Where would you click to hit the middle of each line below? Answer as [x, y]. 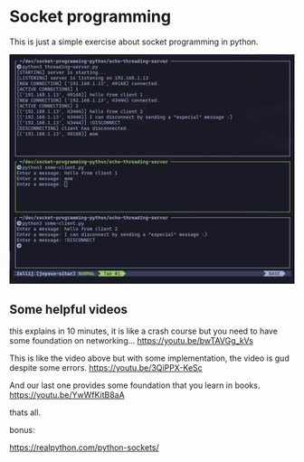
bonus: [22, 430]
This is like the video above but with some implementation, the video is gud [149, 358]
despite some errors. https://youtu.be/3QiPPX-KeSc [106, 368]
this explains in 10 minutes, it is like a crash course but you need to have [144, 331]
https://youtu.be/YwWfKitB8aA [67, 395]
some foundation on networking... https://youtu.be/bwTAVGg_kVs [131, 341]
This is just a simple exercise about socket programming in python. [134, 42]
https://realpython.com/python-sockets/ [85, 448]
